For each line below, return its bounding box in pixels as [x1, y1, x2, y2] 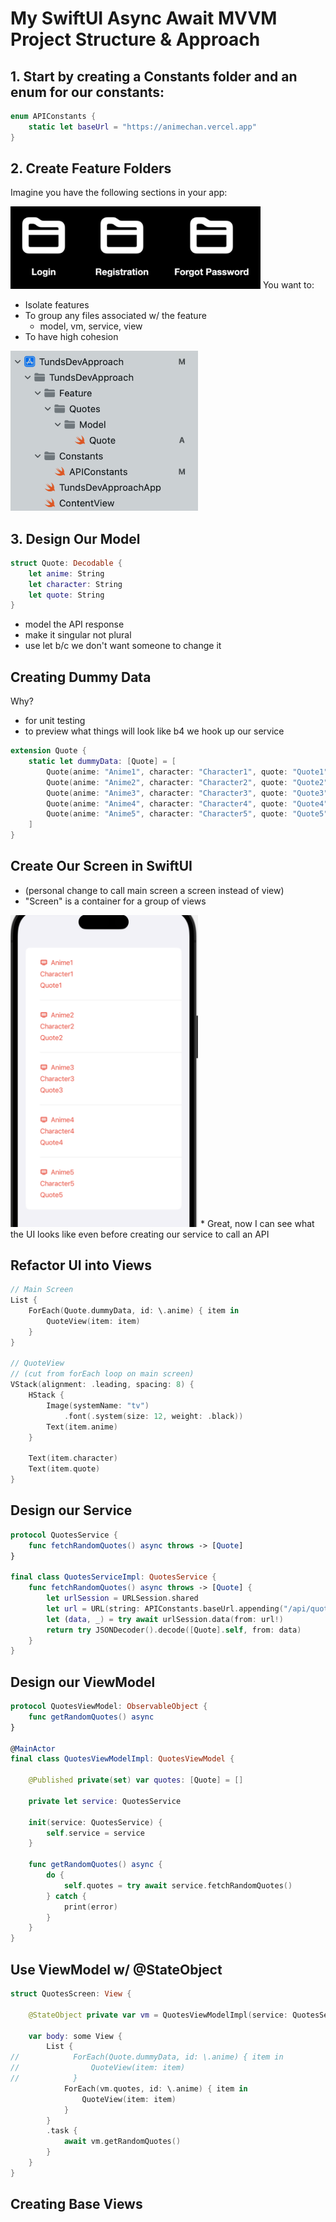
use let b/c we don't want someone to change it [24, 640, 222, 652]
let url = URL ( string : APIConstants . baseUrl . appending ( [46, 1603, 284, 1614]
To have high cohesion [24, 330, 119, 342]
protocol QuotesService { [10, 1530, 118, 1540]
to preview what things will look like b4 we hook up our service [24, 725, 285, 737]
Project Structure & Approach [10, 28, 261, 51]
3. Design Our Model [10, 530, 141, 547]
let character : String [28, 579, 123, 589]
